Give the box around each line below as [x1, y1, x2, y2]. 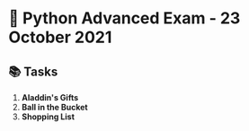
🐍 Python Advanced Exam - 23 [8, 8, 241, 29]
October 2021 [8, 27, 112, 48]
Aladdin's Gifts [21, 92, 79, 102]
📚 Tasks [8, 64, 58, 79]
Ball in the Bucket [21, 102, 88, 112]
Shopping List [21, 111, 76, 122]
